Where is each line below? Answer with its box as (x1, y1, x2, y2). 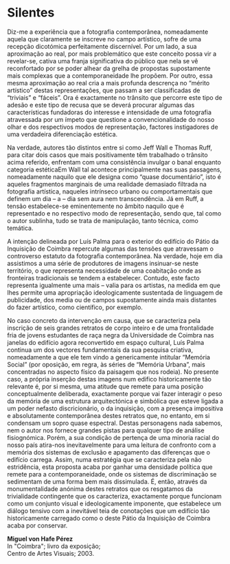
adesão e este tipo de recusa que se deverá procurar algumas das (7, 101, 195, 109)
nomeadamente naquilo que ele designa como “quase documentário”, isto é (7, 172, 222, 180)
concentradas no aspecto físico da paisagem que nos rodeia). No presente (7, 367, 219, 376)
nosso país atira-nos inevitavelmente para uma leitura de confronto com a (7, 441, 216, 449)
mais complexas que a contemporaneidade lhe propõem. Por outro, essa (7, 71, 213, 80)
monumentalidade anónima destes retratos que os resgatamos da (7, 484, 194, 493)
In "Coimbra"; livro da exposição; (7, 542, 101, 550)
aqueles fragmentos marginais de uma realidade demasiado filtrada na (7, 180, 207, 188)
